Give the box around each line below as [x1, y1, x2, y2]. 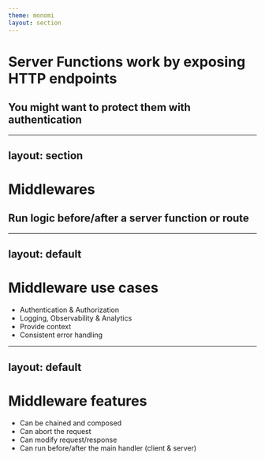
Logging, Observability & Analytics [19, 313, 132, 323]
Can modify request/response [19, 435, 118, 444]
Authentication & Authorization [19, 305, 120, 315]
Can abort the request [19, 426, 92, 436]
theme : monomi [8, 11, 55, 20]
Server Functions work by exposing [8, 53, 246, 71]
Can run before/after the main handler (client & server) [19, 443, 197, 453]
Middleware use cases [8, 279, 159, 297]
